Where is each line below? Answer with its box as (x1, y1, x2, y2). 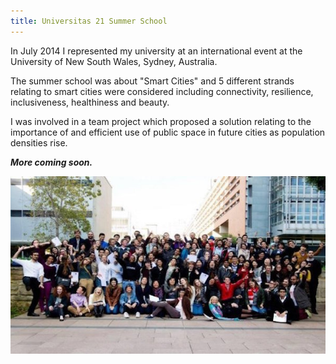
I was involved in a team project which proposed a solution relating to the (10, 115, 312, 127)
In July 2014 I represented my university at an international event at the (10, 45, 303, 57)
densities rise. (10, 136, 68, 149)
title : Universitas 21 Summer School (10, 16, 168, 26)
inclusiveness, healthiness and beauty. (10, 96, 170, 108)
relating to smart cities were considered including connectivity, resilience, (10, 85, 314, 97)
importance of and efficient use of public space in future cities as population (10, 126, 326, 138)
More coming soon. (10, 156, 93, 168)
